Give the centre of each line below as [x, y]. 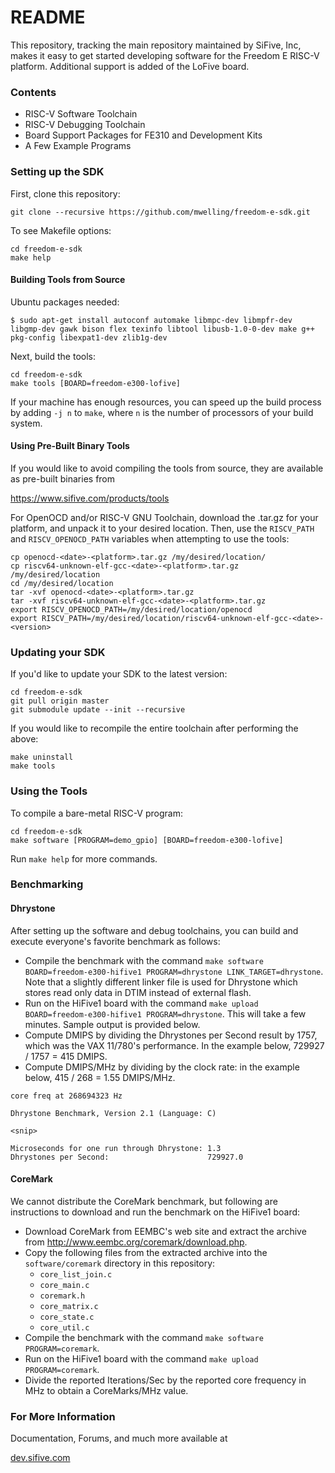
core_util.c [64, 1327]
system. [26, 423]
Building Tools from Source [68, 280]
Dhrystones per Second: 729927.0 [127, 1157]
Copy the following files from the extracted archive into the [146, 1252]
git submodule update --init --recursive [98, 710]
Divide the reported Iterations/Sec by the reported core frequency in [165, 1380]
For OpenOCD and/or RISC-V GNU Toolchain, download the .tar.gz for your [164, 517]
